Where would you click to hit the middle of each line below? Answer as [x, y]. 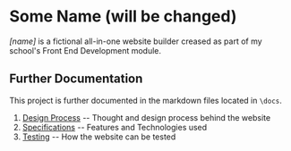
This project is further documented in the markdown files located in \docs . [145, 100]
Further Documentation [76, 79]
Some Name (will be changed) [123, 17]
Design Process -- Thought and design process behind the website [146, 117]
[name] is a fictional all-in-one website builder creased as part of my [136, 41]
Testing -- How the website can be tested [99, 137]
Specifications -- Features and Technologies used [115, 127]
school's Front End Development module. [86, 50]
